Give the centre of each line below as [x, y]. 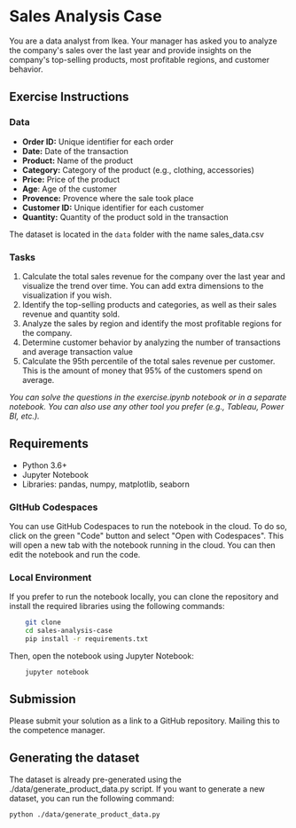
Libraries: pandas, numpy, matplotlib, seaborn [106, 484]
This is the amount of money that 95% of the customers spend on [142, 371]
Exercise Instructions [69, 97]
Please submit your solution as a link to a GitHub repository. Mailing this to [145, 721]
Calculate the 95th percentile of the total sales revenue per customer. [148, 361]
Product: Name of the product [78, 160]
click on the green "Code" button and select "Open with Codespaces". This [147, 536]
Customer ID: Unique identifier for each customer [113, 207]
